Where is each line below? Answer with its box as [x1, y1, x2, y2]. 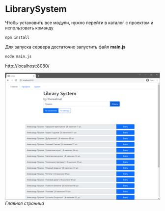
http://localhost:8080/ [5, 63, 50, 69]
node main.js [5, 54, 32, 59]
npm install [5, 35, 29, 40]
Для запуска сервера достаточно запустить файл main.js [5, 44, 126, 50]
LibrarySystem [5, 3, 67, 15]
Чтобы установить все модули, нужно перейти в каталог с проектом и [5, 20, 154, 26]
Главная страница [5, 200, 44, 207]
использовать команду [5, 25, 54, 30]
